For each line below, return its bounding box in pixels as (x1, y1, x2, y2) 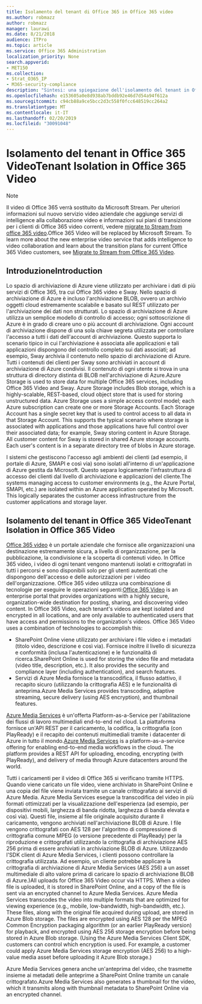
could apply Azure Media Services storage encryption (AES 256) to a (6, 947, 177, 954)
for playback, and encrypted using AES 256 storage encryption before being (6, 928, 196, 935)
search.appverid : (6, 59, 50, 65)
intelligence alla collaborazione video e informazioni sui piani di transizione (6, 217, 192, 224)
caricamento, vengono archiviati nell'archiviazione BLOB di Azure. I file (6, 819, 182, 826)
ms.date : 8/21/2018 (6, 31, 55, 37)
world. (6, 763, 22, 770)
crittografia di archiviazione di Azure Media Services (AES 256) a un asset (6, 864, 189, 871)
